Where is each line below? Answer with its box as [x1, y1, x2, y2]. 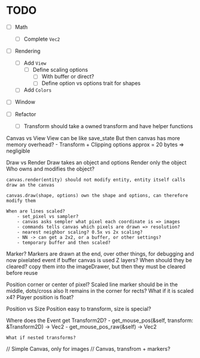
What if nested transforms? [6, 335, 76, 341]
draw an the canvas [6, 182, 55, 188]
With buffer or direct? [41, 73, 94, 80]
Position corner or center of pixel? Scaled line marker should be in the [6, 281, 178, 288]
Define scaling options [32, 66, 88, 74]
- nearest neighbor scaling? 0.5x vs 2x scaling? [17, 229, 143, 235]
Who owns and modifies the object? [6, 165, 95, 172]
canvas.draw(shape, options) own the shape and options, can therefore [6, 192, 188, 198]
